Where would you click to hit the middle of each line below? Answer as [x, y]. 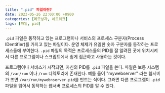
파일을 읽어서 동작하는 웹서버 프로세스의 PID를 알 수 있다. [60, 86]
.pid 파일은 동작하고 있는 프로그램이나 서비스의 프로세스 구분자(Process [75, 38]
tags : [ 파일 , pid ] [23, 23]
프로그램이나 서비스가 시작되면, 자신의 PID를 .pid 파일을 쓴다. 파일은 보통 [76, 67]
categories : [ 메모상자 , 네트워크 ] [37, 19]
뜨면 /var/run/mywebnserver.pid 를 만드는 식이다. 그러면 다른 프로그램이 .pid [85, 80]
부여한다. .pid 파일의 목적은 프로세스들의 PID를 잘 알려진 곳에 [81, 50]
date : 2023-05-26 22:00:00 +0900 [40, 14]
